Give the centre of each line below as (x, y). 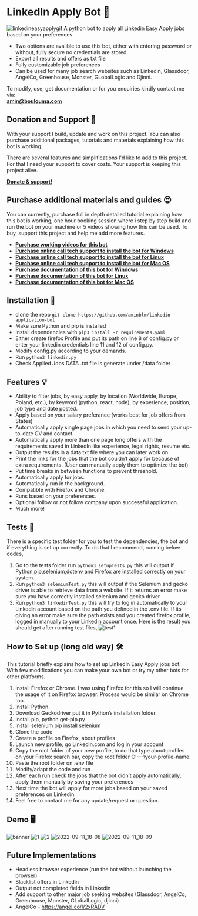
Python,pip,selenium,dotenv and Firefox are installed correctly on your (100, 571)
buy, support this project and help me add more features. (76, 233)
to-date (24, 434)
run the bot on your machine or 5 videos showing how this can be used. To (97, 226)
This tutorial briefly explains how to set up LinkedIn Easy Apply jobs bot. (94, 664)
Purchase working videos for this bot (61, 244)
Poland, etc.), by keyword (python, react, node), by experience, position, (103, 402)
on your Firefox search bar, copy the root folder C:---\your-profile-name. (103, 757)
